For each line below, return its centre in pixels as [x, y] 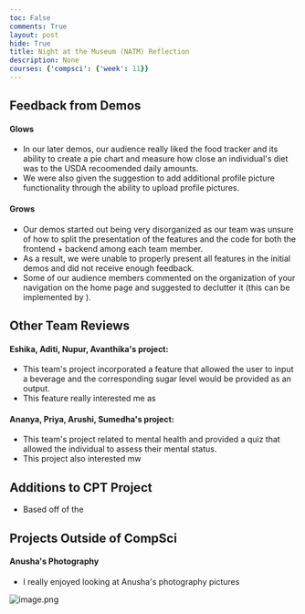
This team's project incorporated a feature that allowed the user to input [158, 369]
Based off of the [53, 510]
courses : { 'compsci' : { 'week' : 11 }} [79, 69]
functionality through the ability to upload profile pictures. [131, 188]
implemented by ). [57, 297]
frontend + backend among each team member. [113, 248]
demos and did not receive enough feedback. [108, 268]
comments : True [38, 26]
